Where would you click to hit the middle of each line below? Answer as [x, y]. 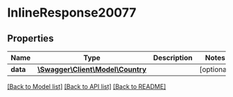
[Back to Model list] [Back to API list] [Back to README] [87, 87]
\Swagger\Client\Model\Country [92, 69]
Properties [31, 38]
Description [173, 58]
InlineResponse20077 [72, 13]
